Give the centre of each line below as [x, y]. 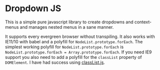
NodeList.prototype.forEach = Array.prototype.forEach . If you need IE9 [79, 52]
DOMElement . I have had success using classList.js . [55, 62]
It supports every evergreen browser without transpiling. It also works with [80, 36]
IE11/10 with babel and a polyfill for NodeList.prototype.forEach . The [74, 41]
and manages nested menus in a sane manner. [67, 27]
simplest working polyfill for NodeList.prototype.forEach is [64, 47]
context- [143, 22]
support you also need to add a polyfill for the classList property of [73, 57]
